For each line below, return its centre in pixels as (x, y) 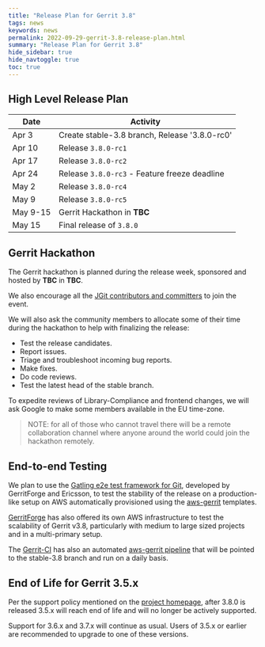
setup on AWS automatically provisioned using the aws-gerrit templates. (139, 502)
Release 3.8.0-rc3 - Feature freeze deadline (142, 173)
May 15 (26, 225)
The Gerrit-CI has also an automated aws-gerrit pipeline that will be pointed (131, 550)
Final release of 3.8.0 (98, 225)
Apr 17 (25, 161)
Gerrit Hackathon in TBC (104, 212)
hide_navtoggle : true (44, 60)
